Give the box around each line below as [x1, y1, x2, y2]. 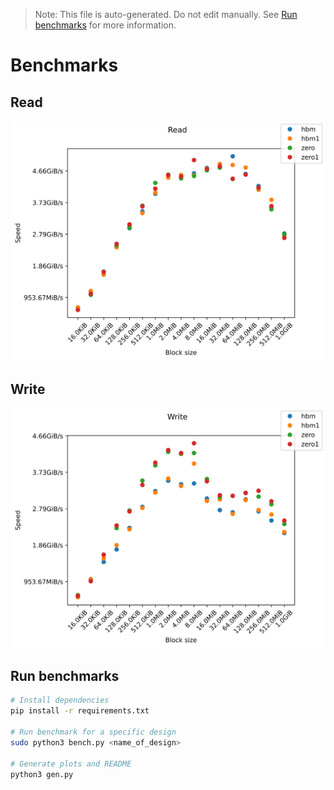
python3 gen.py [10, 769, 74, 779]
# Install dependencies [10, 695, 110, 706]
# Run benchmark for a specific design [10, 727, 177, 738]
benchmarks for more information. [34, 19, 177, 31]
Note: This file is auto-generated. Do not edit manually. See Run [34, 9, 298, 20]
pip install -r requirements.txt [10, 706, 150, 716]
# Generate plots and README [10, 759, 132, 769]
